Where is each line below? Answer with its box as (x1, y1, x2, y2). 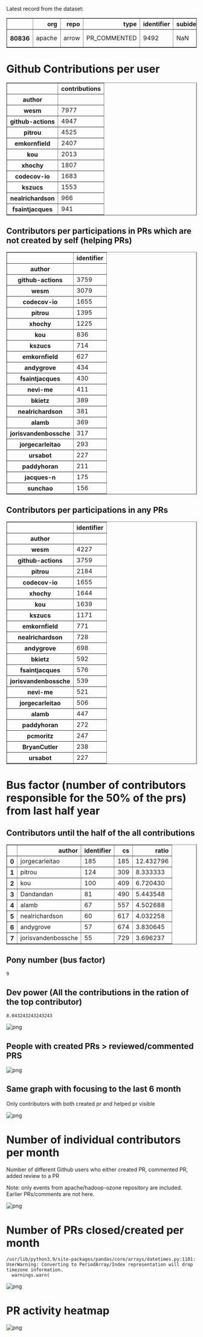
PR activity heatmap (6, 1304, 110, 1318)
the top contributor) (6, 996, 83, 1007)
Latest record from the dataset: (6, 5, 84, 12)
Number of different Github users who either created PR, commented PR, (6, 1166, 188, 1173)
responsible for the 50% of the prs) (6, 791, 187, 805)
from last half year (6, 804, 100, 817)
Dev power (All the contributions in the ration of (6, 987, 189, 998)
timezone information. (6, 1267, 63, 1273)
